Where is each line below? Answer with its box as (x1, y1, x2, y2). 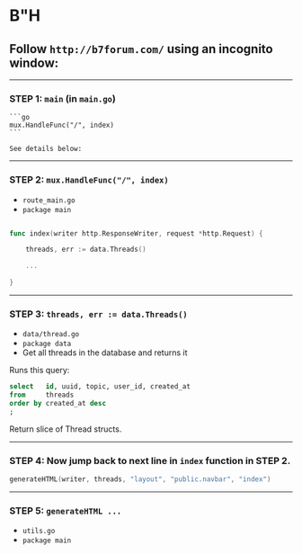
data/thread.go (22, 330, 80, 339)
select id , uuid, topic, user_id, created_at (9, 382, 191, 391)
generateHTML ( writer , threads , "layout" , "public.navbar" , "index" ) (9, 475, 271, 484)
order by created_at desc (9, 399, 106, 408)
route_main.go (22, 195, 75, 205)
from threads (9, 390, 75, 400)
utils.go (22, 527, 56, 536)
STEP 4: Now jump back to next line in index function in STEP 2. (9, 454, 291, 467)
